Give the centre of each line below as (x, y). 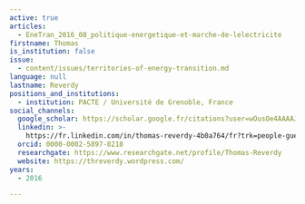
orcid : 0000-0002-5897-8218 (71, 144)
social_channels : (42, 111)
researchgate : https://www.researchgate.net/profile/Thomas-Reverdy (150, 152)
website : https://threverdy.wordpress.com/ (101, 161)
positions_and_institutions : (64, 93)
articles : (28, 26)
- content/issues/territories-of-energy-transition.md (123, 69)
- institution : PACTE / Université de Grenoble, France (125, 102)
